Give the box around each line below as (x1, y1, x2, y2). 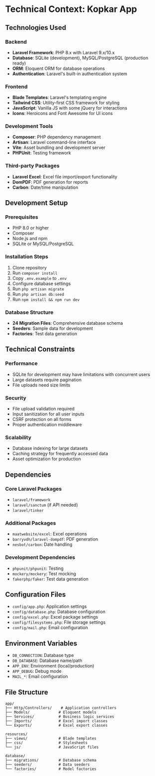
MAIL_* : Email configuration (12, 673, 68, 679)
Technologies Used (5, 23, 66, 32)
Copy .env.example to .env (12, 275, 67, 281)
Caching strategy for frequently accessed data (12, 451, 108, 457)
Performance (5, 360, 38, 367)
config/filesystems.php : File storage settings (12, 619, 106, 626)
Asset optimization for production (12, 456, 81, 462)
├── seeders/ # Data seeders (5, 762, 90, 768)
